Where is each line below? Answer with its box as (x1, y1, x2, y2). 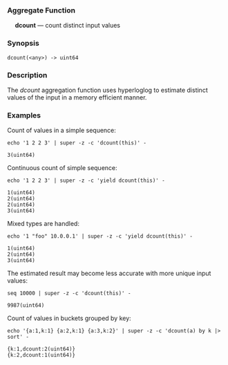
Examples (7, 110, 41, 120)
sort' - (7, 334, 30, 341)
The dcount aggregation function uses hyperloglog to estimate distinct (7, 86, 209, 94)
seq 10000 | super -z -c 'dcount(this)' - (7, 290, 131, 297)
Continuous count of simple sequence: (7, 164, 117, 172)
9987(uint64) (7, 302, 45, 309)
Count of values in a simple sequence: (7, 127, 116, 135)
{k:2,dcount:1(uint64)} (7, 352, 76, 359)
